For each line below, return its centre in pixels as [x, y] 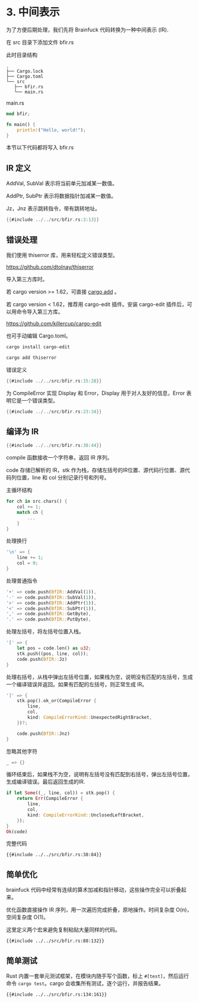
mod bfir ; [18, 114]
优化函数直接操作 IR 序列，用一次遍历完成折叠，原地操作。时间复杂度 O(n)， [99, 910]
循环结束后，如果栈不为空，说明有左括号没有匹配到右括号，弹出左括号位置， [99, 774]
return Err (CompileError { [50, 799]
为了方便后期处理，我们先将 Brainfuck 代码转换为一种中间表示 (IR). [87, 30]
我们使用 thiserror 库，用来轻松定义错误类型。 [62, 255]
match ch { [30, 512]
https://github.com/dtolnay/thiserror [50, 266]
